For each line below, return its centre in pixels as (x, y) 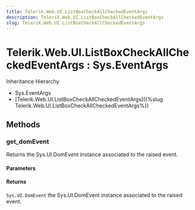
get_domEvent (28, 141)
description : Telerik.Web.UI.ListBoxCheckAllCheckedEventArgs (85, 17)
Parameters (21, 168)
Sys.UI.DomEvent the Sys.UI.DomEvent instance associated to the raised (95, 195)
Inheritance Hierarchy (33, 82)
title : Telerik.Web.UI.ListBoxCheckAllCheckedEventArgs (77, 12)
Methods (23, 124)
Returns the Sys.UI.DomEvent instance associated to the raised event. (92, 155)
